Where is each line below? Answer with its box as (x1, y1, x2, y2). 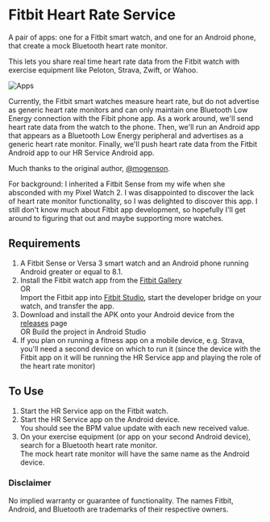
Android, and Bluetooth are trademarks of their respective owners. (8, 504, 229, 514)
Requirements (8, 236, 81, 251)
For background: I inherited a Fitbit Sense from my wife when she (8, 179, 226, 189)
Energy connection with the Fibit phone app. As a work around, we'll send (8, 113, 254, 123)
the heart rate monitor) (19, 361, 96, 370)
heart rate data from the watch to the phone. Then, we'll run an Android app (8, 122, 260, 132)
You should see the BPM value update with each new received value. (19, 423, 250, 432)
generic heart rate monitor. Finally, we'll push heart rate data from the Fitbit (8, 139, 258, 148)
